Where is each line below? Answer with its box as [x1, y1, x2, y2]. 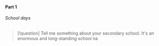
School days [5, 15, 31, 21]
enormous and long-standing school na [17, 35, 98, 41]
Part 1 [5, 4, 17, 10]
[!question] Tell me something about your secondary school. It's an [17, 30, 155, 36]
